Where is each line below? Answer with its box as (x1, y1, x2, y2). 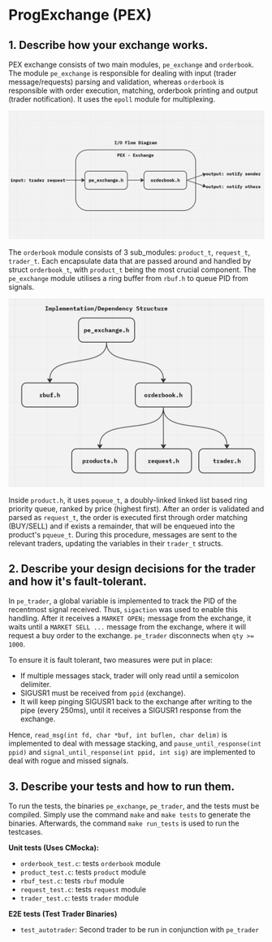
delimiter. (19, 680, 52, 690)
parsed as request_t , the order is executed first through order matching (8, 512, 248, 522)
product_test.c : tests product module (19, 867, 146, 877)
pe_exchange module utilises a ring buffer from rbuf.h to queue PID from (8, 274, 249, 283)
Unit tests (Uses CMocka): (8, 843, 99, 852)
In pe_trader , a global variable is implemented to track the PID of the (8, 596, 237, 606)
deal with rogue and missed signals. (8, 756, 129, 766)
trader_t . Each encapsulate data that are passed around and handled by (8, 256, 252, 266)
